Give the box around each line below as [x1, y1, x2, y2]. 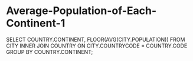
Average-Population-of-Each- [6, 4, 157, 18]
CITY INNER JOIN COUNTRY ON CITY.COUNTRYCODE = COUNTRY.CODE [6, 42, 188, 49]
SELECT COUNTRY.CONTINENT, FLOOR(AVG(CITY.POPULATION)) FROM [6, 36, 185, 43]
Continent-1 [6, 16, 66, 30]
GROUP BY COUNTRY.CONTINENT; [6, 48, 93, 55]
